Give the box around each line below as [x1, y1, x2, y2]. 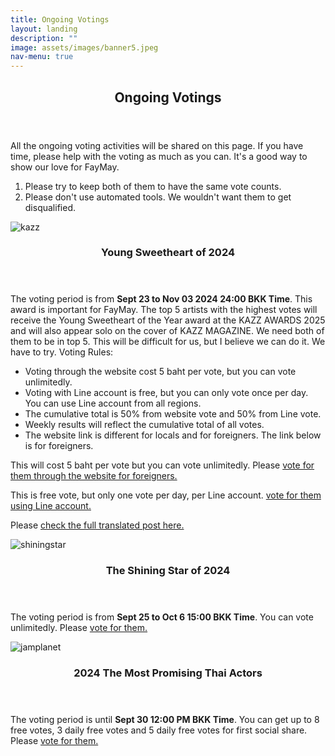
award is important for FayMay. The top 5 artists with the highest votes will [10, 304, 318, 316]
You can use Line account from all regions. [24, 397, 202, 410]
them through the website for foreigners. [10, 470, 178, 482]
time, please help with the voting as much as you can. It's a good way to [10, 150, 308, 162]
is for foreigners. [24, 440, 94, 452]
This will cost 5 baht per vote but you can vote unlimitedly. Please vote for [10, 459, 315, 471]
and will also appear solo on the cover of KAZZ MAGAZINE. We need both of [10, 325, 325, 337]
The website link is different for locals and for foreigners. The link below [24, 429, 322, 441]
